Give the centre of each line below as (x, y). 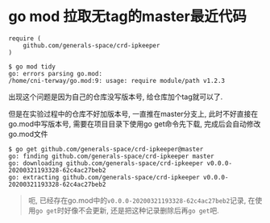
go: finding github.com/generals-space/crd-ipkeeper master (112, 156)
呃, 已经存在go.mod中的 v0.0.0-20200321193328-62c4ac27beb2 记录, (137, 200)
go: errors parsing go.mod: (56, 73)
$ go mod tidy (32, 66)
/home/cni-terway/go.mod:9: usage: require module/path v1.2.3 (117, 81)
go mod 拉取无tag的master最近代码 (128, 17)
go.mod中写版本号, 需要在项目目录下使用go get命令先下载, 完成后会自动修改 (135, 124)
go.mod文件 (28, 134)
